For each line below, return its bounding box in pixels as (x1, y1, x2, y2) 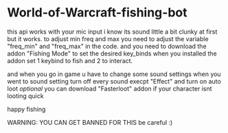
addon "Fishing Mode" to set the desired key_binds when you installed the (7, 49, 218, 58)
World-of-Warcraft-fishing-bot (7, 5, 187, 21)
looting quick (7, 91, 44, 100)
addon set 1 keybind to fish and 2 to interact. (7, 56, 133, 64)
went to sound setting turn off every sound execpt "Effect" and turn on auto (7, 77, 221, 85)
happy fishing (7, 105, 46, 113)
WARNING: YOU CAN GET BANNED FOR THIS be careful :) (7, 118, 173, 126)
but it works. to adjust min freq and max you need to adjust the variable (7, 34, 209, 43)
